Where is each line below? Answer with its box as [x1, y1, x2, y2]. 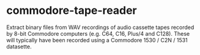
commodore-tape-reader [6, 4, 137, 18]
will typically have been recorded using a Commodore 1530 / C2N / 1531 [6, 36, 188, 44]
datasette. [6, 43, 32, 50]
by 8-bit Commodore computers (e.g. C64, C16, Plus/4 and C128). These [6, 30, 190, 37]
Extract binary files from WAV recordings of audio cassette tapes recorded [6, 24, 194, 31]
